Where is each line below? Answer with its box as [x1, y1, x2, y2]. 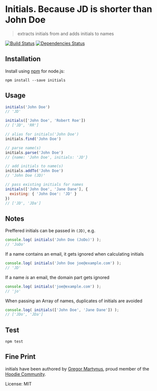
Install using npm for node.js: [5, 68, 65, 74]
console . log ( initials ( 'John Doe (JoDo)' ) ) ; [5, 237, 101, 243]
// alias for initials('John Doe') [5, 132, 79, 137]
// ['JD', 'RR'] [5, 123, 39, 128]
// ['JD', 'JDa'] [5, 201, 41, 206]
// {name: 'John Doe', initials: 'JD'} [5, 155, 88, 160]
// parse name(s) [5, 145, 41, 150]
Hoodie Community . [5, 371, 46, 377]
